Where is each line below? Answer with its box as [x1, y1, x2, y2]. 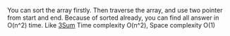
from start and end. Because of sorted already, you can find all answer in [7, 13, 219, 22]
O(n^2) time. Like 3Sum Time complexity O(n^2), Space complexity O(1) [7, 21, 216, 29]
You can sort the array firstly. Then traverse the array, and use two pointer [7, 6, 223, 14]
